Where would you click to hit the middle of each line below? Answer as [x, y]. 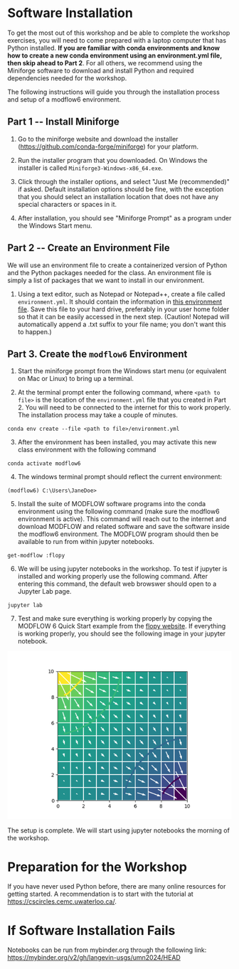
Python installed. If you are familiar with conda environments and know [114, 48]
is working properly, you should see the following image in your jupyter [122, 633]
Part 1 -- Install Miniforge [63, 122]
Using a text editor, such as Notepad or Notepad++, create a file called [121, 294]
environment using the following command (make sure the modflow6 [118, 512]
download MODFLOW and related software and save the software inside [123, 527]
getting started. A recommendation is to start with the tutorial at [100, 894]
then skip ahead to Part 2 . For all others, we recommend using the [105, 63]
